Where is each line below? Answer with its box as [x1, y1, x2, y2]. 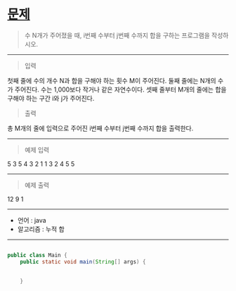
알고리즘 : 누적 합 [17, 225, 65, 233]
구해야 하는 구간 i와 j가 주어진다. [7, 94, 95, 102]
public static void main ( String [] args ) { [20, 258, 146, 265]
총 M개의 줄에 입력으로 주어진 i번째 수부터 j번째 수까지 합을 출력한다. [7, 124, 194, 132]
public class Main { [7, 252, 68, 259]
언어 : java [17, 216, 47, 224]
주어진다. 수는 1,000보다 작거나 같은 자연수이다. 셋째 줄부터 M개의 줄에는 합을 [14, 85, 227, 94]
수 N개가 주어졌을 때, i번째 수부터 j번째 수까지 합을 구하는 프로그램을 [24, 31, 211, 39]
